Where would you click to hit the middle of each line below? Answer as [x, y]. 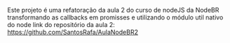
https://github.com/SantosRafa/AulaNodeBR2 [73, 32]
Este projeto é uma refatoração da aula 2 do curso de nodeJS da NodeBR [113, 10]
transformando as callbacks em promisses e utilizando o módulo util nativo [115, 17]
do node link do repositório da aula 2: [61, 25]
